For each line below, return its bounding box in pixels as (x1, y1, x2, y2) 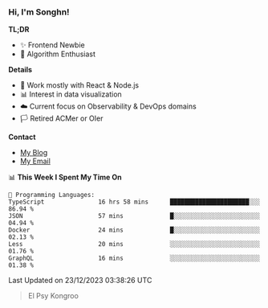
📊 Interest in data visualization (19, 89, 122, 99)
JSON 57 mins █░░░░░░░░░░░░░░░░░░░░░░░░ (8, 212, 261, 220)
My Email (19, 156, 51, 166)
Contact (8, 132, 36, 142)
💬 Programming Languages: (8, 191, 95, 199)
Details (8, 65, 33, 75)
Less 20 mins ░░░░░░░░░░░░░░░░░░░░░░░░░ (8, 240, 261, 248)
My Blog (19, 148, 48, 158)
